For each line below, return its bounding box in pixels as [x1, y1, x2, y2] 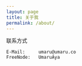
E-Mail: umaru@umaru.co [6, 49, 77, 55]
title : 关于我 [6, 14, 39, 20]
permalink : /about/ [6, 20, 55, 26]
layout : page [6, 8, 39, 15]
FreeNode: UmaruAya [6, 55, 60, 61]
